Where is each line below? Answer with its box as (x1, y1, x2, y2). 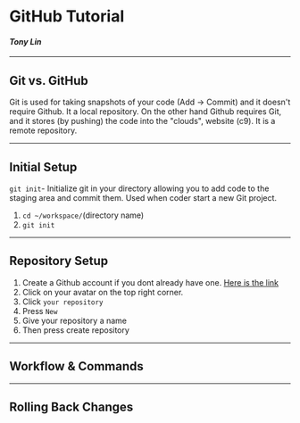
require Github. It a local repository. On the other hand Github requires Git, (9, 106, 282, 117)
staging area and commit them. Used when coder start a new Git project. (9, 193, 278, 203)
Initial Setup (9, 159, 78, 175)
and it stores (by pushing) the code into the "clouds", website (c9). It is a (9, 116, 276, 127)
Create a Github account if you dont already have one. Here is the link (21, 277, 279, 287)
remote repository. (9, 125, 78, 136)
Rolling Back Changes (9, 400, 134, 415)
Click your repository (21, 296, 104, 307)
